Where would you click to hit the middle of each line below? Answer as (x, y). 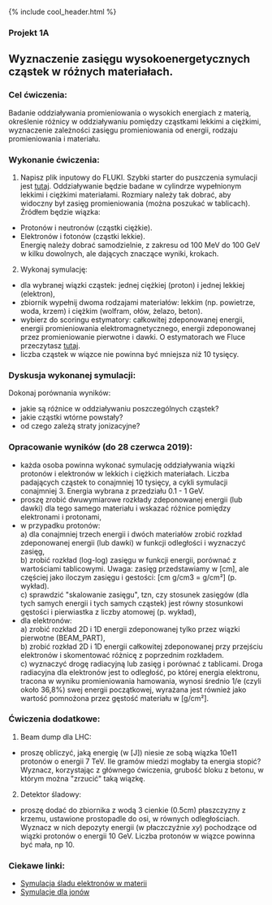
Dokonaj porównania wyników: (60, 393)
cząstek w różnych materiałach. (91, 72)
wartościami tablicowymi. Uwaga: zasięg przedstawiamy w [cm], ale (134, 568)
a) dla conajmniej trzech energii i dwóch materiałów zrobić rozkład (131, 534)
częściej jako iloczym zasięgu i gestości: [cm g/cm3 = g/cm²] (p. (128, 577)
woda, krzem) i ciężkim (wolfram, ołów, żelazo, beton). (111, 311)
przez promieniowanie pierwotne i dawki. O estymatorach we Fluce (133, 337)
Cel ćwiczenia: (38, 95)
